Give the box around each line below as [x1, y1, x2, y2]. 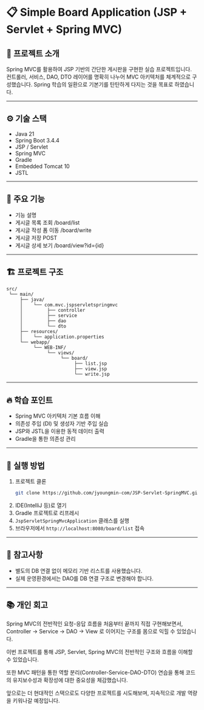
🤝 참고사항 [6, 550, 44, 560]
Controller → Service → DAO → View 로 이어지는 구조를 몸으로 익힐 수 [6, 627, 175, 634]
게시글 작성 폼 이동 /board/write [15, 227, 92, 234]
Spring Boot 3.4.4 [15, 136, 59, 144]
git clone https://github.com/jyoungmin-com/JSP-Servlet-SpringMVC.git [15, 490, 200, 496]
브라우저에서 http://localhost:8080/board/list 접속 [15, 524, 144, 532]
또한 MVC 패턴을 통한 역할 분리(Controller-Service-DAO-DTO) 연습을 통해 [6, 669, 185, 676]
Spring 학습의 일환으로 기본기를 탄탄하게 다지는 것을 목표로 [33, 81, 174, 88]
